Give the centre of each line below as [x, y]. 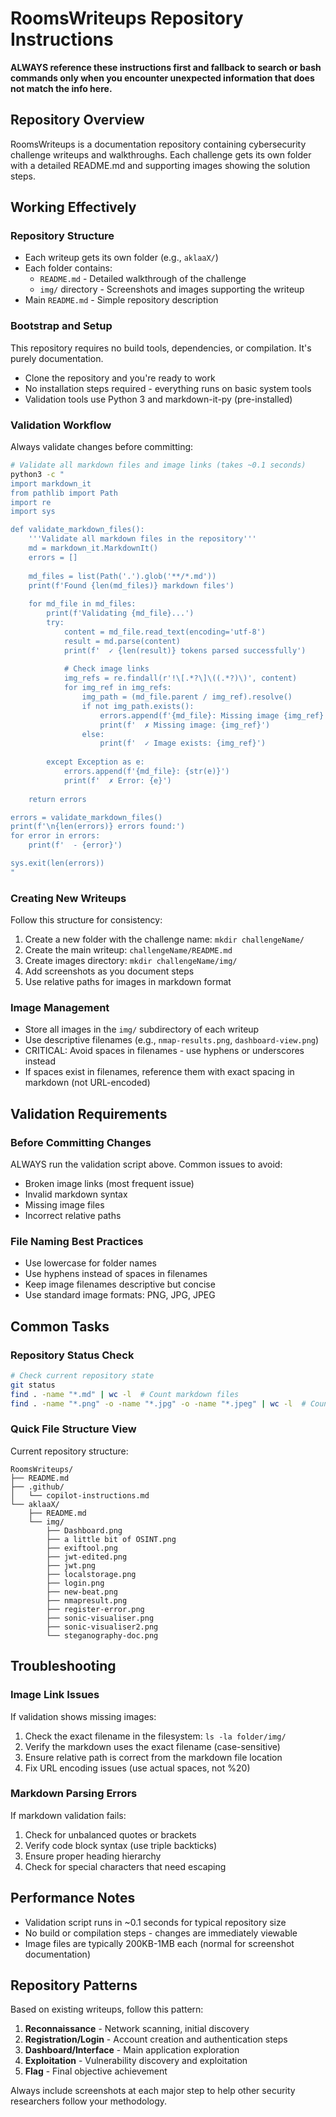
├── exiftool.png [82, 1548]
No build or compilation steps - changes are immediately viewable [161, 1933]
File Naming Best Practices [77, 1241]
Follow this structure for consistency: [86, 920]
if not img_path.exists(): [138, 706]
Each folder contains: [68, 268]
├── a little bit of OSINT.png [111, 1539]
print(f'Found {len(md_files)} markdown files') [131, 585]
